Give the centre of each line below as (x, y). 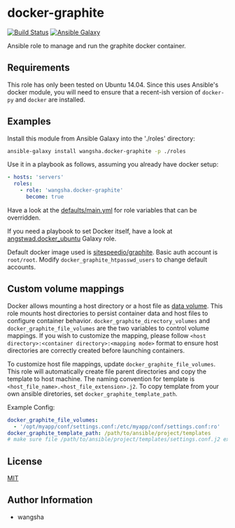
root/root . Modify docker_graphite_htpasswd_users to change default (107, 259)
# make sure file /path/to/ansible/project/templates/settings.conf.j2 (114, 440)
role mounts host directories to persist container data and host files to (108, 313)
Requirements (38, 68)
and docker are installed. (50, 99)
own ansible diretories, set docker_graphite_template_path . (92, 394)
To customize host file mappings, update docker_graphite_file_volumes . (111, 364)
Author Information (50, 500)
